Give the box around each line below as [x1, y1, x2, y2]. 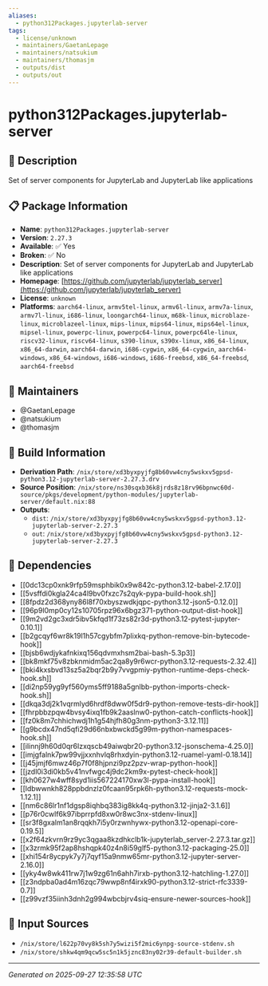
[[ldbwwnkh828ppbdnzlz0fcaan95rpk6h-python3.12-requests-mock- [19, 783, 249, 793]
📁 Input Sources [8, 917, 89, 931]
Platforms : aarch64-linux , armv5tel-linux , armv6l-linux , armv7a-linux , [19, 302, 254, 311]
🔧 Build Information [8, 445, 106, 459]
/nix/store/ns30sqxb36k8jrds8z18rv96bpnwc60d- [77, 484, 235, 492]
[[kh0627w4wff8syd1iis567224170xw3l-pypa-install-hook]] [19, 775, 216, 785]
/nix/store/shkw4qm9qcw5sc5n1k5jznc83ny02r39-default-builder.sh [19, 948, 242, 956]
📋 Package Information [8, 200, 128, 213]
